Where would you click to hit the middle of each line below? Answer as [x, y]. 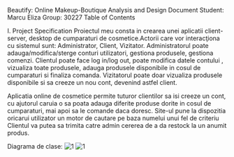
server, [17, 38]
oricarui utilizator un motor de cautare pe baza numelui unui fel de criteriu [113, 118]
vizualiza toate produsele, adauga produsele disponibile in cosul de [104, 68]
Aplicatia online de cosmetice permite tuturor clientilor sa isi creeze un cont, [117, 96]
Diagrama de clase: [35, 146]
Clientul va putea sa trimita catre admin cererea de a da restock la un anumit [117, 125]
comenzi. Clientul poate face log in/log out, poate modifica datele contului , [115, 60]
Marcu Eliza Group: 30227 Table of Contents [71, 17]
